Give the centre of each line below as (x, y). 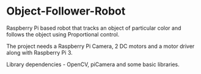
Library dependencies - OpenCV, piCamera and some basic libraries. (93, 64)
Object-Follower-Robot (66, 11)
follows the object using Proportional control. (63, 34)
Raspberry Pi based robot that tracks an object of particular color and (94, 28)
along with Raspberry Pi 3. (40, 52)
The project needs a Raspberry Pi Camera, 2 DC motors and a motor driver (100, 46)
